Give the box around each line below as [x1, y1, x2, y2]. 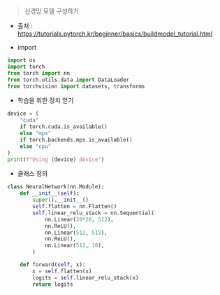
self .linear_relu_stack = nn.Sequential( [32, 210, 155, 217]
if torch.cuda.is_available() [20, 123, 108, 130]
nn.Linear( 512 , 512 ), [44, 229, 108, 236]
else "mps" [20, 130, 52, 137]
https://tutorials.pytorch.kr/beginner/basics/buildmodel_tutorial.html [17, 29, 213, 38]
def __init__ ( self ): [20, 190, 80, 197]
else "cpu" [20, 143, 52, 150]
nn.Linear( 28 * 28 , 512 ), [44, 216, 114, 223]
